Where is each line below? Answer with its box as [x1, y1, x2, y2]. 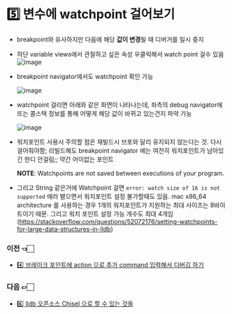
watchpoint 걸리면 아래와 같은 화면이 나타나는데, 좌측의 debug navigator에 [16, 100, 223, 109]
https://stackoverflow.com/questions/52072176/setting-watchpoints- [19, 217, 218, 225]
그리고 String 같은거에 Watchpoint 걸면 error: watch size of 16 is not [16, 183, 221, 192]
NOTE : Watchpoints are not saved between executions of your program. [16, 169, 225, 177]
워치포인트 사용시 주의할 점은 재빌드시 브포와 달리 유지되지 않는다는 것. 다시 [16, 137, 222, 146]
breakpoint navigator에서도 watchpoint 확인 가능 [16, 72, 154, 80]
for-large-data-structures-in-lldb [16, 225, 111, 233]
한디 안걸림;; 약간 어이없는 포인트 [24, 155, 115, 163]
